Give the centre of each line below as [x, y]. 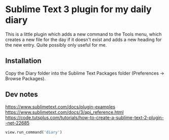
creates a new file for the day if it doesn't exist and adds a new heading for [83, 40]
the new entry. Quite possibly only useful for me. [56, 45]
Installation [23, 61]
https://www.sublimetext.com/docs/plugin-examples [60, 107]
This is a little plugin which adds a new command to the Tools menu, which [83, 34]
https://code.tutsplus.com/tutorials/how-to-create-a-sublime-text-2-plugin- [84, 117]
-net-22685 [17, 123]
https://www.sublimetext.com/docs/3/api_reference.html [64, 112]
